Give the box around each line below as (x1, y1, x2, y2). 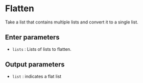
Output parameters (5, 61, 65, 69)
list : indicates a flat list (12, 73, 62, 79)
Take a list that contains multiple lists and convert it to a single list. (5, 19, 139, 25)
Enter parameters (5, 33, 60, 41)
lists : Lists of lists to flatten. (12, 46, 72, 52)
